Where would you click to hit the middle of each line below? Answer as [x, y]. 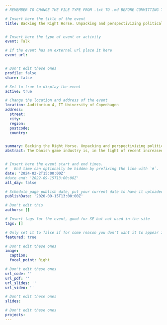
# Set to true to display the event [43, 87]
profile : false [21, 73]
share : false [19, 78]
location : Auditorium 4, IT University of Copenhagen [62, 105]
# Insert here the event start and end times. [54, 164]
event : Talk [17, 41]
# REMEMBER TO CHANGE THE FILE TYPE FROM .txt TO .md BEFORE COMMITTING [82, 10]
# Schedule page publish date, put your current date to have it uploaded [84, 192]
